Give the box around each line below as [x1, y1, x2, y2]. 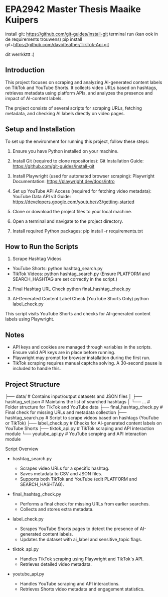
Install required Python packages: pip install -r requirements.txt [12, 228, 143, 234]
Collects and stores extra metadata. [20, 506, 94, 512]
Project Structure [5, 380, 60, 388]
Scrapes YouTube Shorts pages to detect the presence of [20, 526, 139, 532]
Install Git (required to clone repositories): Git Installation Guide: [12, 157, 144, 164]
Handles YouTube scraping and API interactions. [20, 581, 120, 586]
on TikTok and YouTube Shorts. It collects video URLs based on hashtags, [5, 84, 157, 91]
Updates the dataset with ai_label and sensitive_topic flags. [20, 537, 142, 542]
